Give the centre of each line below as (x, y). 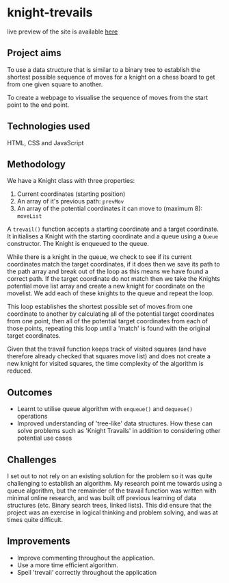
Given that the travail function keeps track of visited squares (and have (107, 349)
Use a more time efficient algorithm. (67, 565)
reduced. (20, 371)
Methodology (37, 164)
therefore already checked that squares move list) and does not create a (109, 356)
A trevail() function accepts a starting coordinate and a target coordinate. (113, 229)
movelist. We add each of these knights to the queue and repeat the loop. (110, 293)
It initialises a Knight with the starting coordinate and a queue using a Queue (113, 236)
